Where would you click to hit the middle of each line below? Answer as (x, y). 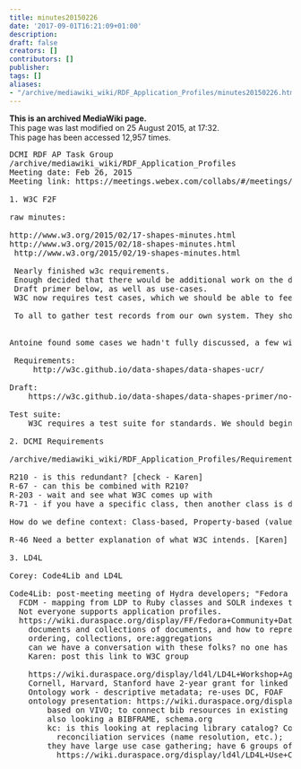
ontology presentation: (80, 701)
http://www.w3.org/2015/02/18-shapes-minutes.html (123, 244)
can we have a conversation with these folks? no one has (158, 647)
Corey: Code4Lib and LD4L (66, 575)
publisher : (30, 68)
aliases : (26, 84)
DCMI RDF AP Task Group (61, 154)
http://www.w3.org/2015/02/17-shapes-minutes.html (123, 235)
